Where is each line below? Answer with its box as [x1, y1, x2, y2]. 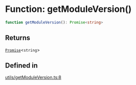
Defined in [5, 61, 38, 70]
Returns [5, 34, 31, 42]
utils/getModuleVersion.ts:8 [5, 75, 62, 81]
